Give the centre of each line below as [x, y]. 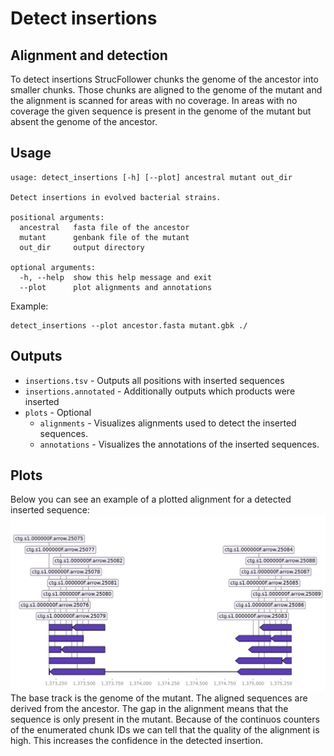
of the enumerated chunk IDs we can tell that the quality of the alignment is [165, 730]
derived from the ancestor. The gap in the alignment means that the [149, 709]
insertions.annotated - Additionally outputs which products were [160, 391]
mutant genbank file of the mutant [104, 237]
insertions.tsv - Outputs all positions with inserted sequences [154, 380]
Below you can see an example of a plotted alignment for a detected [151, 499]
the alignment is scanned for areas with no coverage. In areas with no [154, 100]
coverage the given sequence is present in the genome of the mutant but [161, 111]
